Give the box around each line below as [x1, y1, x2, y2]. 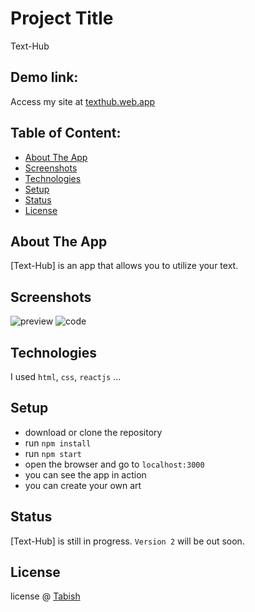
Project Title [10, 7, 114, 30]
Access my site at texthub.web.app [10, 95, 156, 107]
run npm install [24, 437, 92, 449]
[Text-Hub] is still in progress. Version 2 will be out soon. [10, 535, 245, 547]
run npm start [24, 447, 82, 459]
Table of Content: [10, 125, 122, 142]
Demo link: [10, 69, 79, 86]
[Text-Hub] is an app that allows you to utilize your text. [10, 260, 239, 272]
